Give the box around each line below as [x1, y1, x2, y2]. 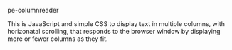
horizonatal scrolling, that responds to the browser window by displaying [7, 27, 221, 35]
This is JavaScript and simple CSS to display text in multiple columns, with [7, 20, 226, 27]
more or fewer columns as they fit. [7, 35, 108, 43]
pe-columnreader [7, 6, 59, 14]
